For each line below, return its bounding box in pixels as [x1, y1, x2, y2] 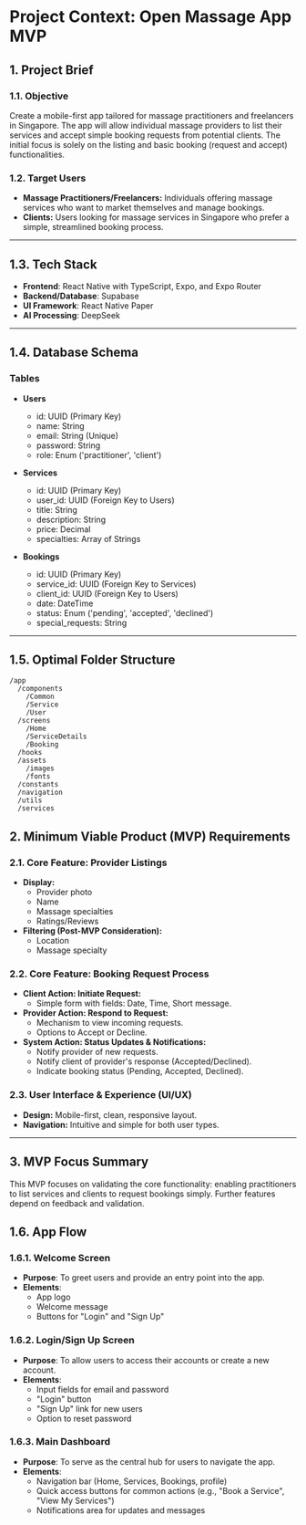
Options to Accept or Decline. [36, 1027, 148, 1038]
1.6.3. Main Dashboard [9, 1436, 111, 1448]
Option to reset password [36, 1413, 132, 1424]
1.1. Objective [9, 89, 69, 102]
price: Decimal [36, 523, 91, 535]
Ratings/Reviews [36, 915, 99, 927]
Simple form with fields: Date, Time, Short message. [36, 998, 232, 1009]
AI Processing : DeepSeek [22, 309, 121, 320]
